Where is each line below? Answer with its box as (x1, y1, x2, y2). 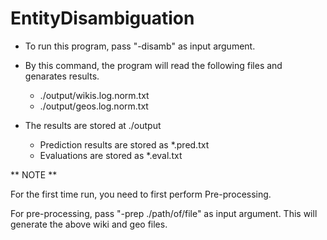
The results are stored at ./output (24, 119, 162, 131)
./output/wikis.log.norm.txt (39, 89, 150, 101)
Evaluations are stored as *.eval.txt (39, 149, 183, 161)
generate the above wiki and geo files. (10, 218, 168, 230)
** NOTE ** (10, 168, 58, 181)
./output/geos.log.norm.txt (39, 100, 149, 112)
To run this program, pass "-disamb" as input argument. (24, 40, 256, 52)
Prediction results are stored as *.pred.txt (39, 138, 210, 151)
